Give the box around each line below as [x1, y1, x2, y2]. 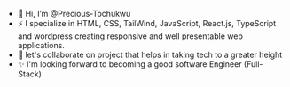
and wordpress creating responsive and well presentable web [17, 31, 244, 41]
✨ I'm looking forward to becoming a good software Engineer [17, 59, 242, 69]
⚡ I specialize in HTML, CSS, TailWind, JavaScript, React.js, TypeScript [17, 18, 277, 28]
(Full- [243, 59, 263, 69]
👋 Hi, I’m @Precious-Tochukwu [17, 9, 131, 18]
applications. [17, 40, 65, 50]
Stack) [17, 69, 43, 79]
